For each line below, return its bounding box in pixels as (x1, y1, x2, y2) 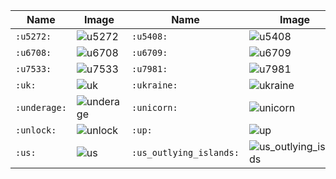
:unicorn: (131, 102, 178, 113)
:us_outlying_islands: (131, 147, 240, 158)
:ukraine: (131, 80, 178, 91)
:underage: (15, 102, 67, 113)
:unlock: (15, 125, 57, 136)
